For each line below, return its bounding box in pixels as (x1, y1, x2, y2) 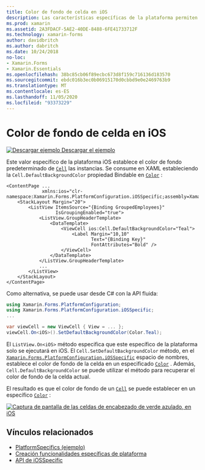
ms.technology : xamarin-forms (6, 32, 84, 38)
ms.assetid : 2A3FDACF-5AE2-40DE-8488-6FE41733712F (6, 26, 138, 32)
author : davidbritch (6, 37, 59, 43)
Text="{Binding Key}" (90, 236, 146, 242)
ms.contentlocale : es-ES (6, 89, 70, 95)
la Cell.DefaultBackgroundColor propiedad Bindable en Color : (6, 171, 163, 178)
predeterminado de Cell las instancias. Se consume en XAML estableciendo (6, 164, 198, 172)
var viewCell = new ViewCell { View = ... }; (6, 324, 124, 330)
